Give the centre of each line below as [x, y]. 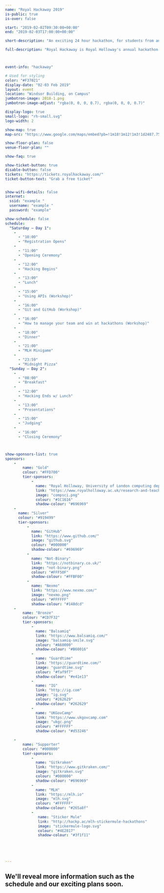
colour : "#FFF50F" [50, 572]
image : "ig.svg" [52, 695]
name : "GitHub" [47, 531]
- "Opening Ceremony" [40, 255]
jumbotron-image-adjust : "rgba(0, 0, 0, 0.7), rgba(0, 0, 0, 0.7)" [75, 103]
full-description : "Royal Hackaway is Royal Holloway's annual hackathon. [83, 50]
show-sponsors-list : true [31, 454]
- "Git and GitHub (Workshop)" [50, 310]
